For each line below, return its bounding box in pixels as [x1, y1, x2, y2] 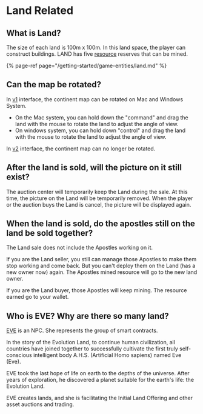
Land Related [6, 4, 74, 18]
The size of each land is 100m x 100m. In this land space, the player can [6, 44, 186, 51]
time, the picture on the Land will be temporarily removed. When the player [6, 195, 193, 202]
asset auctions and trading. [6, 401, 75, 408]
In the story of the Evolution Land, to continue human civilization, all [6, 339, 176, 346]
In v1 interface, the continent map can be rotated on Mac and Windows [6, 95, 184, 103]
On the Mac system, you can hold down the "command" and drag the [15, 113, 189, 121]
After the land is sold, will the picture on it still [6, 162, 182, 173]
